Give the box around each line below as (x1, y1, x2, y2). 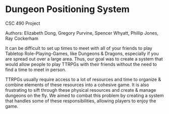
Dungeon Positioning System (5, 4, 130, 15)
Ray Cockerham (5, 35, 39, 41)
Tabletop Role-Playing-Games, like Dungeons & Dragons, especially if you (5, 50, 159, 56)
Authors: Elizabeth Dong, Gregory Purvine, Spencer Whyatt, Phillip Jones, (5, 30, 159, 36)
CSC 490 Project (5, 20, 40, 26)
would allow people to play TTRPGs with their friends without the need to (5, 61, 157, 67)
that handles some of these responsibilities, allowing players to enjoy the (5, 97, 156, 104)
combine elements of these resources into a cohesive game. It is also (5, 82, 149, 88)
